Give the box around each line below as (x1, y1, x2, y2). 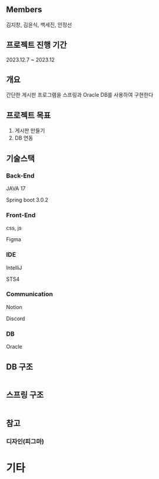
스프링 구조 (6, 390, 44, 400)
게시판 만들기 (14, 127, 45, 134)
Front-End (6, 211, 36, 219)
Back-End (6, 171, 35, 179)
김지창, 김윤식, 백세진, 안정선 (6, 21, 72, 28)
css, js (6, 224, 22, 232)
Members (6, 5, 42, 15)
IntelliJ (6, 264, 22, 271)
